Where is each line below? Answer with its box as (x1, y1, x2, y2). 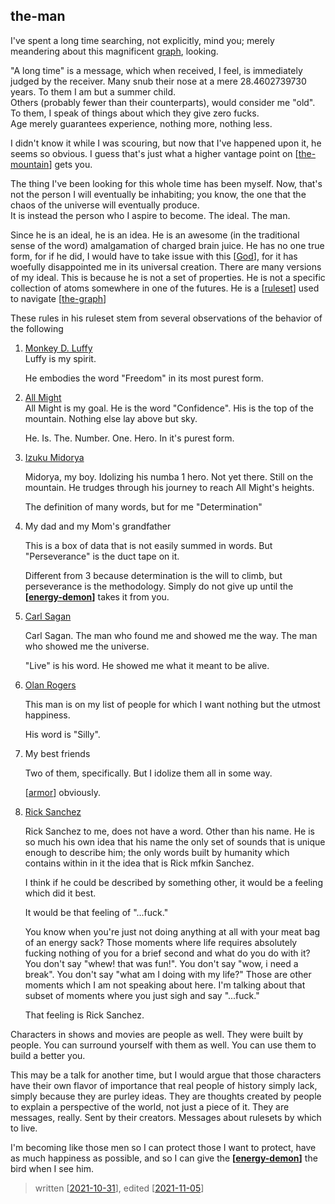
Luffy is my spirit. (24, 352, 97, 364)
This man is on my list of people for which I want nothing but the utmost (24, 698, 321, 710)
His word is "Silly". (24, 728, 101, 740)
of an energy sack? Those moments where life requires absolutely (24, 936, 298, 948)
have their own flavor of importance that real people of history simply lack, (10, 1079, 318, 1091)
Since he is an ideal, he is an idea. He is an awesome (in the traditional (10, 229, 300, 241)
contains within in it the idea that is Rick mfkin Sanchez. (24, 857, 255, 869)
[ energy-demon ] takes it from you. (24, 590, 170, 603)
